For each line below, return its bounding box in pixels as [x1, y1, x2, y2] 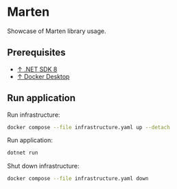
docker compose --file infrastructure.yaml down [7, 175, 149, 182]
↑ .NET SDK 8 [16, 65, 58, 73]
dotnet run [7, 149, 38, 157]
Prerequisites [7, 47, 66, 58]
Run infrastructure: [7, 111, 60, 119]
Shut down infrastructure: [7, 162, 80, 170]
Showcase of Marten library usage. [7, 27, 106, 35]
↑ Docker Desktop [16, 72, 70, 80]
